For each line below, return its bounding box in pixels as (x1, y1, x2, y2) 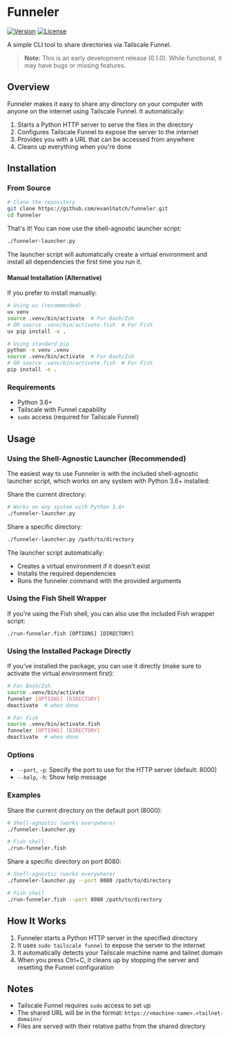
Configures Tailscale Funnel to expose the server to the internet (17, 127, 199, 136)
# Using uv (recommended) (7, 302, 82, 309)
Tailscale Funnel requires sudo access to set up (17, 1001, 151, 1010)
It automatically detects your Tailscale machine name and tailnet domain (17, 948, 223, 957)
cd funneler (7, 212, 41, 219)
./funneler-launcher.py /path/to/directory (7, 535, 135, 543)
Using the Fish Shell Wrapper (7, 594, 107, 603)
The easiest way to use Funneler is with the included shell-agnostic (7, 469, 199, 477)
